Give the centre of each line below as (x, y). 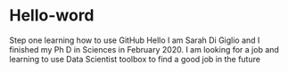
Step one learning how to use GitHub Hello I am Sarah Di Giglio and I (135, 40)
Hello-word (52, 16)
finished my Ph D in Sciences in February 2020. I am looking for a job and (144, 49)
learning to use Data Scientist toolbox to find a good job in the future (135, 59)
